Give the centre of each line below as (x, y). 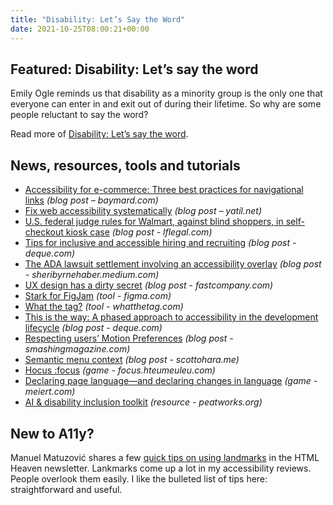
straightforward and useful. (66, 489)
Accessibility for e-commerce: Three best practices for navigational (164, 190)
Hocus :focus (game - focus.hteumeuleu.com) (120, 370)
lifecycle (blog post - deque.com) (93, 328)
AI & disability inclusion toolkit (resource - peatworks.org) (143, 402)
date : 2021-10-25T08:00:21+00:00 (80, 29)
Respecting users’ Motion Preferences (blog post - (129, 338)
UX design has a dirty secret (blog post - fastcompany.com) (149, 285)
